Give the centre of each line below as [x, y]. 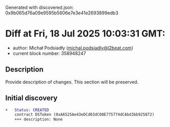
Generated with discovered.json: [40, 7]
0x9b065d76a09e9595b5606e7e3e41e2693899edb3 [62, 13]
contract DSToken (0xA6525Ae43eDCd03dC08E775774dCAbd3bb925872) [84, 115]
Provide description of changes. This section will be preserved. [72, 82]
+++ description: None [39, 120]
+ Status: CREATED [27, 110]
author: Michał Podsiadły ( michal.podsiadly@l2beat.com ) [73, 48]
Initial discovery [31, 98]
